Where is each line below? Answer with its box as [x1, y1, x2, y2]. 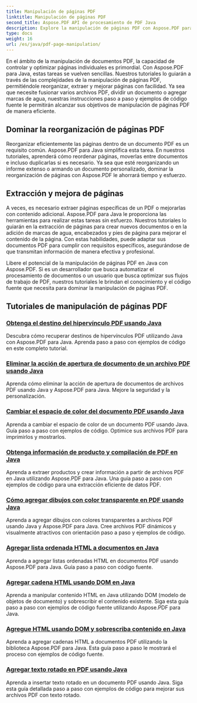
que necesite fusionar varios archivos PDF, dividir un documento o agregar [6, 89, 187, 96]
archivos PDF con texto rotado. [6, 691, 81, 698]
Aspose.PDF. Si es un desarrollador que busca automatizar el [6, 265, 154, 272]
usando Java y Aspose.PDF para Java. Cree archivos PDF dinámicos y [6, 523, 176, 530]
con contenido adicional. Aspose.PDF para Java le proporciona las [6, 210, 167, 218]
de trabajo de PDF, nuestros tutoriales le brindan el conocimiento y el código [6, 278, 191, 285]
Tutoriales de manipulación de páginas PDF [6, 301, 168, 311]
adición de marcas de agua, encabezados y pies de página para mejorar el [6, 229, 186, 236]
